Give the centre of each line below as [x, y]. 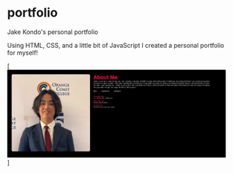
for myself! [23, 53]
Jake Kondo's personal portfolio [53, 32]
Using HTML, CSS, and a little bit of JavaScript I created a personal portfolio [116, 45]
